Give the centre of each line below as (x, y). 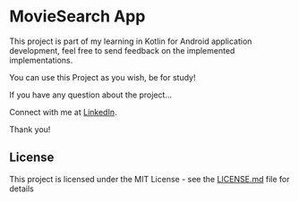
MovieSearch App (77, 17)
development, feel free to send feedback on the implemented (122, 50)
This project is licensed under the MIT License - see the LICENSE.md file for (149, 179)
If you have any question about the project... (91, 95)
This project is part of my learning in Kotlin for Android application (131, 41)
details (21, 188)
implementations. (41, 60)
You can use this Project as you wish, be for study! (103, 77)
